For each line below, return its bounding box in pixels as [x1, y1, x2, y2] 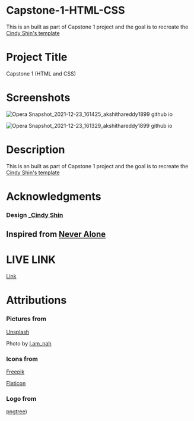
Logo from [6, 394, 37, 403]
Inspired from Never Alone [6, 230, 106, 240]
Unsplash [6, 328, 30, 335]
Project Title [6, 51, 68, 64]
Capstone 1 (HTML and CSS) [6, 70, 76, 77]
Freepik [6, 368, 25, 375]
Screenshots [6, 91, 71, 105]
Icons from [6, 354, 39, 363]
